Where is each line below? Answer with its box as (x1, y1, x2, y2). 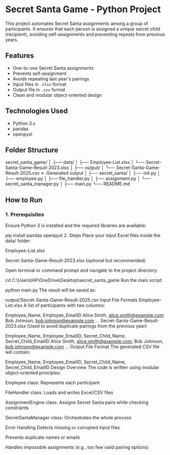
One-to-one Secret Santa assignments (12, 65, 94, 71)
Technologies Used (5, 107, 68, 116)
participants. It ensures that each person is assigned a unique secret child (5, 25, 160, 32)
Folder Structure (5, 146, 59, 154)
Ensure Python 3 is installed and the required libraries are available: (5, 222, 147, 229)
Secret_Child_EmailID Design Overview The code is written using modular (5, 364, 159, 371)
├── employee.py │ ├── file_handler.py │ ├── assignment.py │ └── (5, 176, 151, 182)
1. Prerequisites (5, 211, 44, 218)
